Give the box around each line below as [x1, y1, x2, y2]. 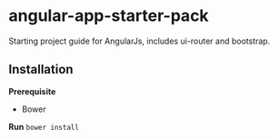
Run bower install [8, 121, 79, 132]
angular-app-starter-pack [8, 5, 210, 26]
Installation [8, 62, 74, 77]
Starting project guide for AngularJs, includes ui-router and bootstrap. [8, 35, 271, 46]
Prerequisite [8, 85, 56, 96]
